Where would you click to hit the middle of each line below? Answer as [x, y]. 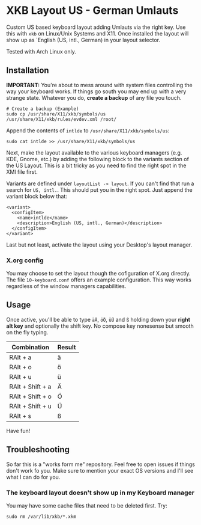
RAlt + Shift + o [31, 396]
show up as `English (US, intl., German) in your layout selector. [83, 40]
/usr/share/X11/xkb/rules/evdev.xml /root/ [61, 119]
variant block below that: [37, 196]
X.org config [25, 260]
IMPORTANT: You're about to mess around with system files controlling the [100, 85]
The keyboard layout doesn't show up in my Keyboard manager [100, 493]
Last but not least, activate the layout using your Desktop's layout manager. [99, 245]
